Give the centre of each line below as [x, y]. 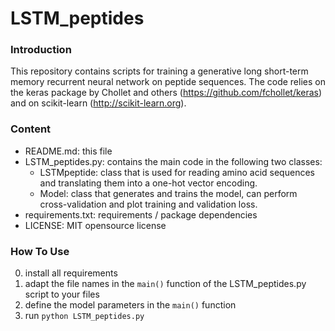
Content [31, 129]
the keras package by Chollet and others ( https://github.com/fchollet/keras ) [166, 93]
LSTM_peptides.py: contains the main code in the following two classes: [173, 161]
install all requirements [71, 273]
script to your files [62, 294]
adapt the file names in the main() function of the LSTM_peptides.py [165, 284]
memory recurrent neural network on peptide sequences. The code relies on [168, 82]
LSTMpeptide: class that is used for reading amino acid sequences [177, 172]
